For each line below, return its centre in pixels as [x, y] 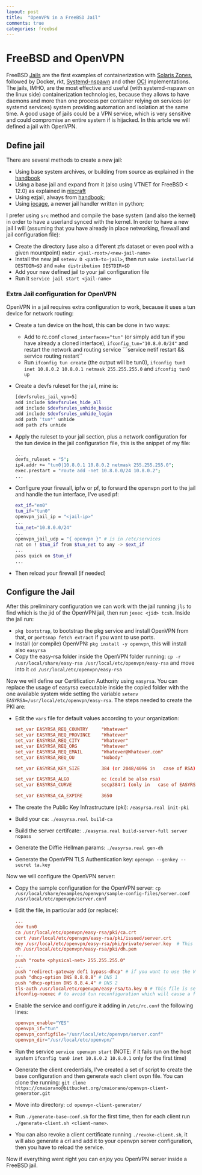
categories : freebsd [32, 29]
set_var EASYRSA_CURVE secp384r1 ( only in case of [96, 785]
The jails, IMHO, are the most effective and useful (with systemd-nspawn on [100, 88]
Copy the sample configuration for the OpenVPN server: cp [88, 888]
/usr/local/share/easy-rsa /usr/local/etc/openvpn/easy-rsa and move [105, 663]
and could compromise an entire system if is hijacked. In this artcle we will [98, 120]
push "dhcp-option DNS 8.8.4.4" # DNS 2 [66, 983]
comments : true [25, 23]
